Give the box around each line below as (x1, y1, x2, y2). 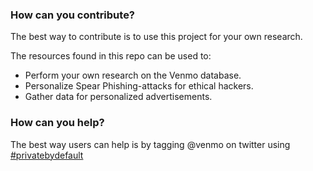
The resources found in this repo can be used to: (10, 50, 212, 62)
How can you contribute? (10, 8, 136, 22)
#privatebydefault (10, 149, 84, 161)
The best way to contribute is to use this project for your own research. (10, 31, 303, 43)
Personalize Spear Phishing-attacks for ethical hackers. (24, 80, 254, 92)
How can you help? (10, 116, 105, 130)
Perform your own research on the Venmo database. (24, 69, 242, 82)
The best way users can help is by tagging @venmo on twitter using (10, 138, 291, 150)
